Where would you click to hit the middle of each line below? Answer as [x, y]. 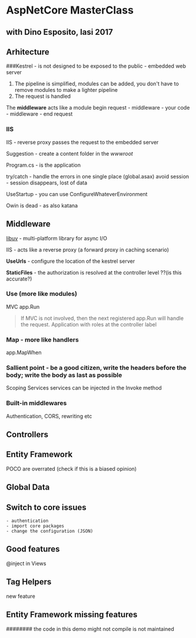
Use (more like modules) [42, 294]
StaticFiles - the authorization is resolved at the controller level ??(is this [94, 272]
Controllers [27, 434]
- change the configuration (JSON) [50, 531]
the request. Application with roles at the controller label [89, 324]
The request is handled [43, 96]
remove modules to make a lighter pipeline [66, 90]
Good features [33, 549]
